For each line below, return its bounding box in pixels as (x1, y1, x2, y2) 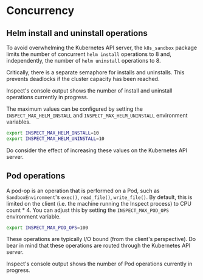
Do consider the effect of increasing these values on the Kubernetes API (6, 147, 188, 154)
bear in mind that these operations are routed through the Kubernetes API (6, 242, 191, 250)
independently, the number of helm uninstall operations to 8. (6, 57, 161, 64)
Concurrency (6, 4, 75, 18)
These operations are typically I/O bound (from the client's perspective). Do (6, 236, 196, 243)
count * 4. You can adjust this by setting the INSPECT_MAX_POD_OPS (6, 206, 169, 214)
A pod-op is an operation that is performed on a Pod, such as (6, 187, 160, 194)
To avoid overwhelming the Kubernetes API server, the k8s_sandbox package (6, 44, 198, 51)
